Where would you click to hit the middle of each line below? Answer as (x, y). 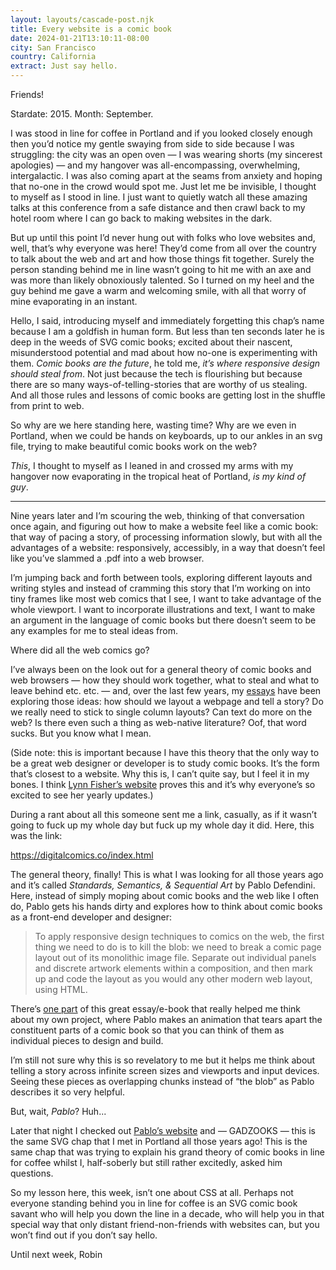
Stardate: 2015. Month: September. (82, 114)
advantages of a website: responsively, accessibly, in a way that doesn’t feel (168, 547)
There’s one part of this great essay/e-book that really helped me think (156, 1009)
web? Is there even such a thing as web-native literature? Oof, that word (158, 722)
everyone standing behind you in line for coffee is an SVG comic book (154, 1203)
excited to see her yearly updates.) (82, 795)
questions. (32, 1173)
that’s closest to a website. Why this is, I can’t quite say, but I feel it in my (160, 774)
